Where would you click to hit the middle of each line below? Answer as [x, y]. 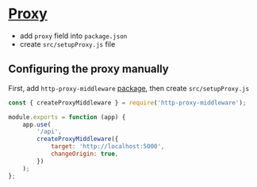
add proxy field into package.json [73, 36]
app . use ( [37, 124]
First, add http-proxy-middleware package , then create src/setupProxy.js [129, 88]
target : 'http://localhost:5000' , [107, 147]
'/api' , [49, 132]
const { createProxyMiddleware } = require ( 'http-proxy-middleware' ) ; [127, 103]
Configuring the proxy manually [88, 69]
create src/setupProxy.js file [67, 44]
